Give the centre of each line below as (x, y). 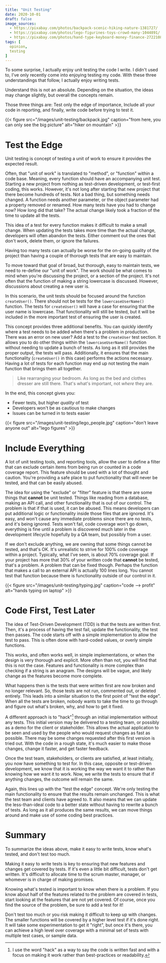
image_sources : (21, 24)
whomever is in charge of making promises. (50, 879)
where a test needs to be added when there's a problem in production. (77, 332)
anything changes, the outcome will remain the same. (60, 779)
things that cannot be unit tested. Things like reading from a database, (77, 498)
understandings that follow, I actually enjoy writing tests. (62, 80)
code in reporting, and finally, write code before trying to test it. (70, 110)
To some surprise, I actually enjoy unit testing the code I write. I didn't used (82, 70)
